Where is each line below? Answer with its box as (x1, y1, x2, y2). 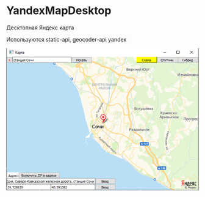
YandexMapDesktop (6, 4, 112, 18)
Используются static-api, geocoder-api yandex (6, 35, 127, 43)
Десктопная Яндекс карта (6, 24, 74, 31)
